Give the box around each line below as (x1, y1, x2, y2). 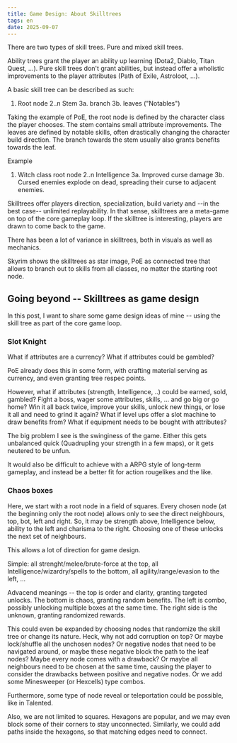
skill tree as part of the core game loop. (7, 319, 122, 328)
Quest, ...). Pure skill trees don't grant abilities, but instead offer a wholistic (7, 65, 225, 73)
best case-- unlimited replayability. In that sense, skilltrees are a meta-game (7, 207, 229, 216)
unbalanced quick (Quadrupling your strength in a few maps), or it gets (7, 439, 214, 447)
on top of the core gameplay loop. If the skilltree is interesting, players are (7, 214, 223, 223)
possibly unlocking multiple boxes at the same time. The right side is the (7, 603, 218, 612)
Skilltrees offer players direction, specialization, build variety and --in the (7, 199, 220, 208)
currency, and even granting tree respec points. (7, 374, 146, 383)
